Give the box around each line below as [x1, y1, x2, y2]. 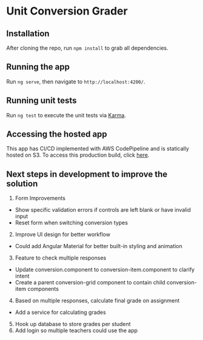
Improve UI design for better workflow [15, 231, 111, 238]
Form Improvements [15, 195, 65, 202]
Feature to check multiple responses [15, 254, 107, 261]
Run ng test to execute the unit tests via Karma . [6, 111, 126, 119]
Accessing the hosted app [6, 129, 107, 140]
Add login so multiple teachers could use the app [15, 327, 138, 334]
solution [6, 178, 38, 189]
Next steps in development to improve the [6, 169, 168, 179]
